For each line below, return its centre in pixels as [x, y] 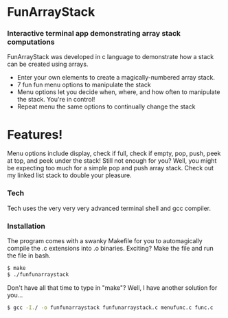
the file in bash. [29, 255]
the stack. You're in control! [56, 100]
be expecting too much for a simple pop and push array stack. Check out [111, 168]
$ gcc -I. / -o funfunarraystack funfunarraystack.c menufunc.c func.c [110, 307]
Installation [26, 226]
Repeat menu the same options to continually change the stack [106, 106]
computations [31, 42]
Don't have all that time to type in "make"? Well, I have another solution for [112, 287]
